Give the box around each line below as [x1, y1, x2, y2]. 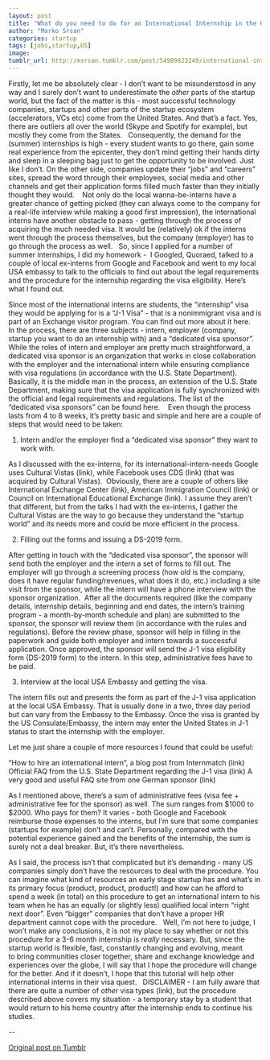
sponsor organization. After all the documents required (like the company [8, 592, 253, 602]
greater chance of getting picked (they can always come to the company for [8, 198, 261, 208]
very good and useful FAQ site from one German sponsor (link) [8, 774, 216, 785]
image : [8, 49, 31, 57]
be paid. [8, 661, 36, 670]
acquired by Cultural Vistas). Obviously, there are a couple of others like [8, 476, 249, 485]
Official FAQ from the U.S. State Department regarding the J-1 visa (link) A [8, 766, 253, 776]
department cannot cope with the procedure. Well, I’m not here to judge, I [8, 917, 256, 926]
